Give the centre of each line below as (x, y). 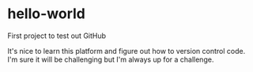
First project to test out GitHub (57, 36)
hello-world (47, 14)
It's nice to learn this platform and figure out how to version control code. (126, 51)
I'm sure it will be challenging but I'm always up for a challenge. (111, 59)
